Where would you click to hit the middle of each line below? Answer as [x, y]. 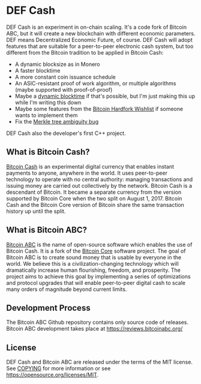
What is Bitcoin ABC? [47, 230]
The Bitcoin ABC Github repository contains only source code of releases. [97, 322]
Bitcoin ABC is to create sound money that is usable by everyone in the [94, 257]
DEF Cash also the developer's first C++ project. [66, 133]
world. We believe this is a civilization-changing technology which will [92, 263]
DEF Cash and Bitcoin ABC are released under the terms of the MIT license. [100, 362]
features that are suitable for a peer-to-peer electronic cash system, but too [100, 46]
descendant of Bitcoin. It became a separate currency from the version [94, 192]
